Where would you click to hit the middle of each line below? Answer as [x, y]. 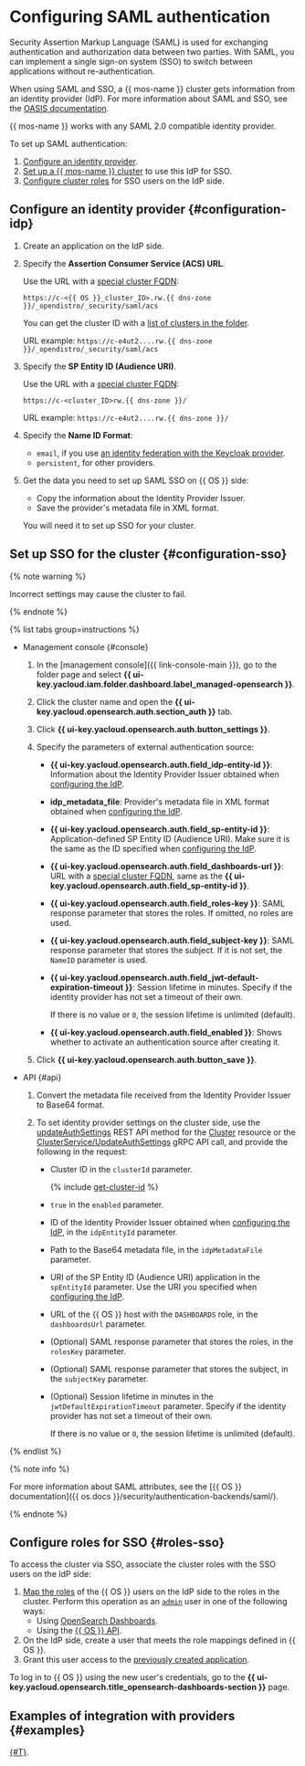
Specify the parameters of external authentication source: [145, 747]
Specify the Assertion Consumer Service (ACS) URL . [124, 263]
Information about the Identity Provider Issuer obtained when [165, 774]
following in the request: [82, 1151]
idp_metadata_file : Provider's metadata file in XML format [159, 802]
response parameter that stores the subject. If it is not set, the [166, 950]
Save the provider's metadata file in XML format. [127, 508]
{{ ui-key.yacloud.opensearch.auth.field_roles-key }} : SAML [168, 903]
